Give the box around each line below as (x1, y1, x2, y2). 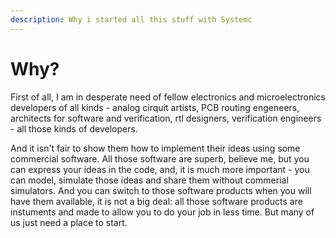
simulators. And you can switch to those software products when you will (10, 184, 312, 196)
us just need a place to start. (10, 216, 128, 228)
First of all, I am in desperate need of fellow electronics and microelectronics (10, 91, 326, 103)
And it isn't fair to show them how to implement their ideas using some (10, 142, 301, 154)
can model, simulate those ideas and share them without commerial (10, 174, 289, 186)
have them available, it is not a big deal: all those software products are (10, 195, 303, 207)
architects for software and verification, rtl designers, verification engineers (10, 112, 322, 124)
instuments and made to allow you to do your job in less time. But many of (10, 206, 315, 218)
